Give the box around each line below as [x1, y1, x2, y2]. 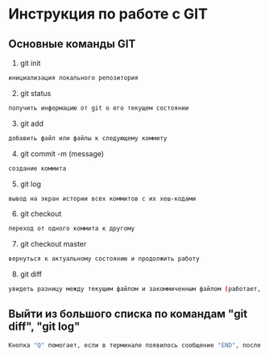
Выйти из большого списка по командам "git [8, 307, 248, 321]
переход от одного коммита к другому [8, 225, 135, 233]
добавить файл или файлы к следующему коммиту [8, 134, 168, 142]
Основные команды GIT [8, 37, 136, 51]
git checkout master [19, 239, 87, 249]
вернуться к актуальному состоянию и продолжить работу [8, 255, 200, 263]
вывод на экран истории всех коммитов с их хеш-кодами [8, 194, 197, 202]
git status [19, 88, 52, 98]
